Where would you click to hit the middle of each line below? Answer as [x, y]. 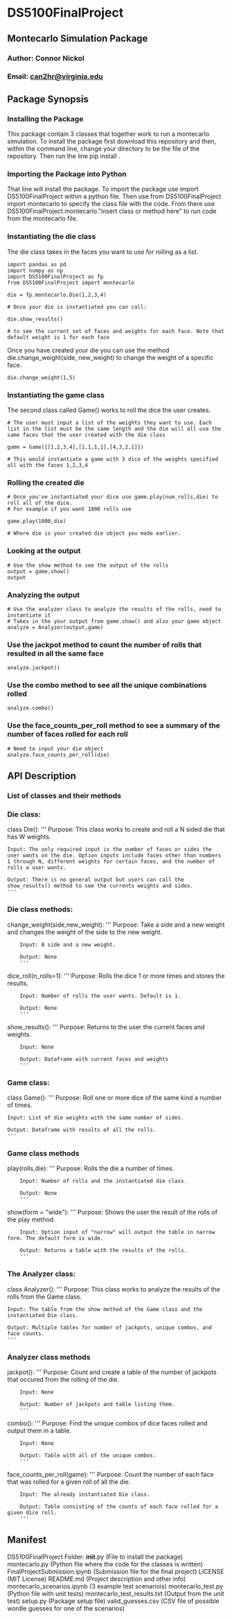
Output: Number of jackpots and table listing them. [97, 1404]
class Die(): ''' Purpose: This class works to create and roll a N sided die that [116, 830]
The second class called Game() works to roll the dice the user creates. [109, 410]
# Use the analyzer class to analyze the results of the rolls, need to [114, 609]
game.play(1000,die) [37, 522]
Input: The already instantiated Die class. [85, 1494]
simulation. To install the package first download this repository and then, [112, 142]
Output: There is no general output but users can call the [96, 880]
